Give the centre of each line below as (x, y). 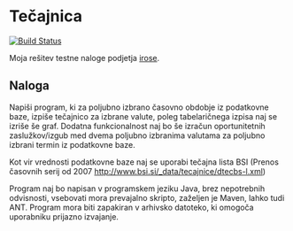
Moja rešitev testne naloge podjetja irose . (85, 58)
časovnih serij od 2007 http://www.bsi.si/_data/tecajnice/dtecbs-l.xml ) (138, 171)
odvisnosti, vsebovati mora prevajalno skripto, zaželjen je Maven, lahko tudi (147, 197)
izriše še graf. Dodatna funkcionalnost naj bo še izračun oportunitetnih (137, 126)
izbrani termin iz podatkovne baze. (72, 144)
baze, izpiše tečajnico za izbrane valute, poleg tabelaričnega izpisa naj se (143, 116)
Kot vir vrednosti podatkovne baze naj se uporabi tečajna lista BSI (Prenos (144, 162)
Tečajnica (46, 16)
